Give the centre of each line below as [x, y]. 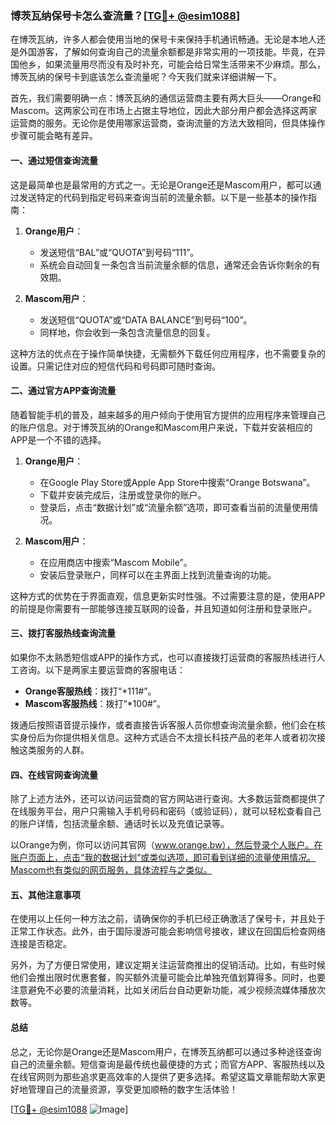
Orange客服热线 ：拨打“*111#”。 [90, 691]
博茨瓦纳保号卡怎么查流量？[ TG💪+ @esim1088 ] [125, 15]
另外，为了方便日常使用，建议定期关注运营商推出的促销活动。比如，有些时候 [168, 965]
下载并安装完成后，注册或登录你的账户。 [123, 494]
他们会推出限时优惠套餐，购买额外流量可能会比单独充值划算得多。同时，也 [163, 978]
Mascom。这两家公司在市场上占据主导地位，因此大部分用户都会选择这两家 [164, 111]
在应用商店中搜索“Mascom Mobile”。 [116, 562]
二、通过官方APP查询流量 [63, 391]
